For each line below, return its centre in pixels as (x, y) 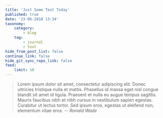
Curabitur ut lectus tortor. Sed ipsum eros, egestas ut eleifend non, (85, 105)
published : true (22, 14)
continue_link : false (28, 56)
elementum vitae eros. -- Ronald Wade (57, 111)
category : (24, 28)
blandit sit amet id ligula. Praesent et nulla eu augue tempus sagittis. (87, 95)
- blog (30, 33)
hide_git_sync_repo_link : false (39, 61)
